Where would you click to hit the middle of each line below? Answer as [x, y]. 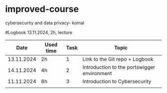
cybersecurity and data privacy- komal [45, 23]
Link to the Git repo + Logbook [118, 59]
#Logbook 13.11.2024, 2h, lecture [39, 32]
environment [97, 73]
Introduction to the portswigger [119, 67]
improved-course [42, 9]
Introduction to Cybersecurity [117, 81]
